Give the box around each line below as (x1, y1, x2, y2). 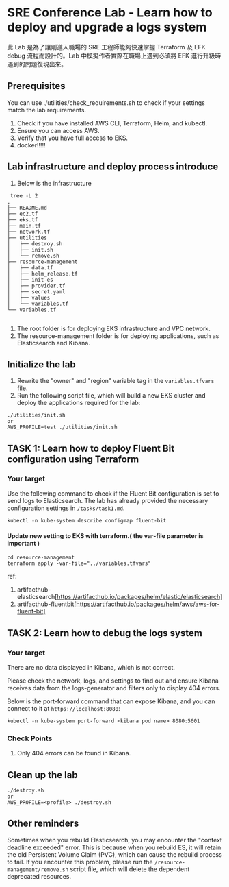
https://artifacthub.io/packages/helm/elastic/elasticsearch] (57, 593, 223, 601)
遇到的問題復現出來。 (7, 60, 67, 68)
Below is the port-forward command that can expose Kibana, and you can (7, 697, 215, 705)
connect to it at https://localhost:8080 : (7, 704, 121, 712)
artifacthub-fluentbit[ (16, 600, 77, 608)
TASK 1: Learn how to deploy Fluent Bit (7, 442, 175, 454)
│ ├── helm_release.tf (7, 270, 78, 277)
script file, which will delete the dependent (70, 865, 190, 873)
